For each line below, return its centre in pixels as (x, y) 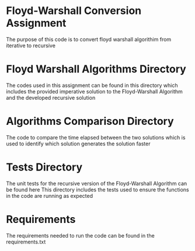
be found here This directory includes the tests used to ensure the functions (97, 189)
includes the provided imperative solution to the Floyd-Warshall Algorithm (94, 91)
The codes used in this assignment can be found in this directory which (92, 85)
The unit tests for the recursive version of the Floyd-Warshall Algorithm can (97, 183)
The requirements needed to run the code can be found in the (80, 235)
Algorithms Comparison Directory (90, 121)
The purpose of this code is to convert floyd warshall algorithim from (89, 39)
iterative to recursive (31, 46)
